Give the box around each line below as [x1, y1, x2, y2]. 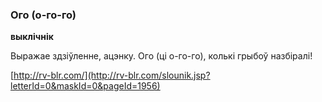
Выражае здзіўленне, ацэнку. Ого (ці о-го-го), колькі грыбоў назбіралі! [10, 50, 313, 62]
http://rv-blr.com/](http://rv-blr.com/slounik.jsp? [13, 69, 211, 82]
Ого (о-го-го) [10, 8, 77, 22]
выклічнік [10, 31, 54, 43]
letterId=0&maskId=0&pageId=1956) [10, 80, 161, 92]
